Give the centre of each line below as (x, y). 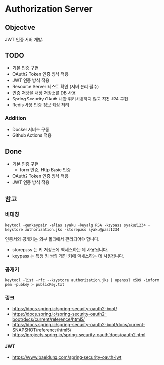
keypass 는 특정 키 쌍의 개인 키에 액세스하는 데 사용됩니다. (68, 256)
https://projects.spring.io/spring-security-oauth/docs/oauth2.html (79, 335)
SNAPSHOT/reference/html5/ (42, 330)
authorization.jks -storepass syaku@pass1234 (72, 229)
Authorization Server (49, 9)
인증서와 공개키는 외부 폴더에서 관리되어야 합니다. (52, 239)
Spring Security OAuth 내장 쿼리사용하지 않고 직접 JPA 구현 (70, 99)
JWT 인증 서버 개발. (24, 40)
